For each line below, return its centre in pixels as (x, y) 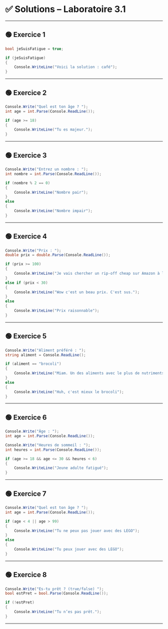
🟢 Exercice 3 (26, 155)
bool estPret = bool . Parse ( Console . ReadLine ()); (57, 593)
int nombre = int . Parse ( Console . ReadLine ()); (53, 174)
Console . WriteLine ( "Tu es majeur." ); (53, 130)
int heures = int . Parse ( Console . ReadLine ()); (53, 450)
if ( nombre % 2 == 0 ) (28, 183)
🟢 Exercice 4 (26, 236)
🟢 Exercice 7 (26, 494)
